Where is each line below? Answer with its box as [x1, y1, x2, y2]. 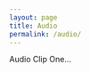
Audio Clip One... [9, 54, 71, 65]
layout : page [9, 12, 58, 22]
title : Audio [9, 21, 58, 30]
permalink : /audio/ [9, 29, 82, 38]
